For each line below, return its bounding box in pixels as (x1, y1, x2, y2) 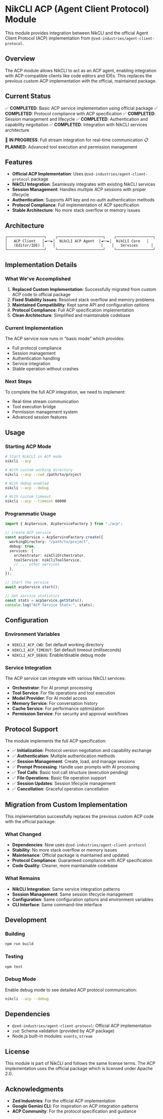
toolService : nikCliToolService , (14, 557, 82, 563)
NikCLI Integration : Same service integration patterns (12, 886, 120, 892)
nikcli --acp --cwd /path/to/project (5, 472, 82, 477)
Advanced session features (12, 414, 67, 420)
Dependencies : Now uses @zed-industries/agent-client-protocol (12, 842, 147, 848)
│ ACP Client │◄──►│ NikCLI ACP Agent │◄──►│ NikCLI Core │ (5, 239, 149, 244)
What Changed (5, 831, 41, 837)
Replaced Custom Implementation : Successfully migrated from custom (12, 286, 157, 292)
